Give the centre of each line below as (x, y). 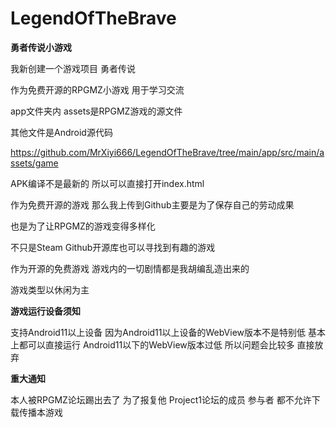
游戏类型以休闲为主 (50, 289)
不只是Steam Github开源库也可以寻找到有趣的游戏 (113, 247)
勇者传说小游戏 (41, 47)
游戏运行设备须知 (45, 311)
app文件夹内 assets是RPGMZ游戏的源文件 (96, 111)
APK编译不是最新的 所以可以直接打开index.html (107, 183)
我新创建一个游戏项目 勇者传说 (73, 68)
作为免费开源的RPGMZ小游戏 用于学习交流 (97, 89)
